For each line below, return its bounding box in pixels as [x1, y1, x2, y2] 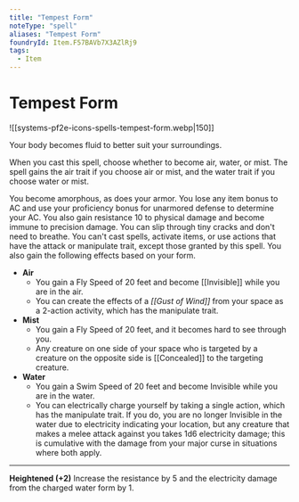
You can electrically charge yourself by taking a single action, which [35, 399, 286, 410]
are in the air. [35, 286, 84, 297]
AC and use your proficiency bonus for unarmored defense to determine [9, 202, 274, 213]
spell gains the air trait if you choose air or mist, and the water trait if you [9, 166, 276, 177]
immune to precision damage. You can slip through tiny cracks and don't [9, 221, 276, 232]
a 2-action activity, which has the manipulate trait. [35, 305, 219, 316]
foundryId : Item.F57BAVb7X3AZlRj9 [9, 37, 138, 47]
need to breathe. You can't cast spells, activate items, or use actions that [9, 231, 276, 242]
